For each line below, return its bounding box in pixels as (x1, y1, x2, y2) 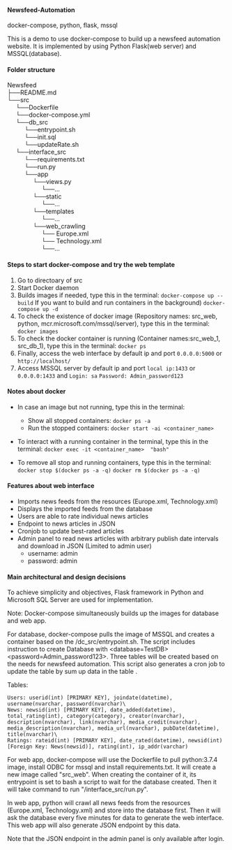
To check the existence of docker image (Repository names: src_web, (17, 312, 218, 320)
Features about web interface (7, 482, 95, 490)
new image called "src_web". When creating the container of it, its (7, 770, 196, 779)
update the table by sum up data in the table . (7, 668, 138, 676)
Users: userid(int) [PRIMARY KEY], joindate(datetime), (7, 694, 173, 702)
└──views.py (33, 178, 72, 186)
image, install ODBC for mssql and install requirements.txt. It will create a (7, 763, 216, 772)
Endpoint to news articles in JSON (17, 519, 116, 528)
